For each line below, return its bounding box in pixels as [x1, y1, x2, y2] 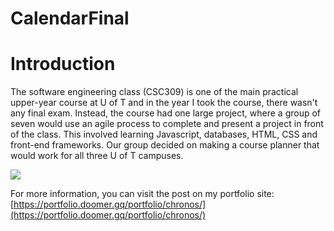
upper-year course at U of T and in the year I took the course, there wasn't [10, 97, 318, 109]
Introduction [10, 53, 116, 76]
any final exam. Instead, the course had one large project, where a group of [10, 107, 322, 119]
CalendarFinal [10, 7, 130, 30]
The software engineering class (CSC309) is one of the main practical [10, 86, 299, 98]
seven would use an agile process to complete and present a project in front [10, 118, 324, 130]
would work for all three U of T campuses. [10, 150, 184, 162]
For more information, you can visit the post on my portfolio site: [10, 188, 275, 200]
